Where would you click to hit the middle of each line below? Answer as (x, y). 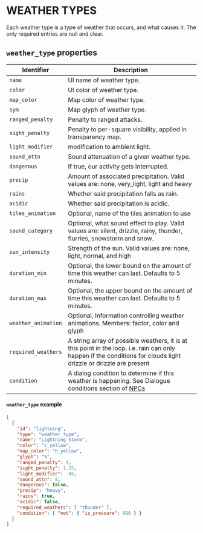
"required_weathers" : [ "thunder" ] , (65, 507)
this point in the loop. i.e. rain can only (121, 348)
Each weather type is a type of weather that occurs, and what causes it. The (101, 27)
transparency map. (95, 137)
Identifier (36, 70)
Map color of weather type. (106, 99)
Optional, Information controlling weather (126, 316)
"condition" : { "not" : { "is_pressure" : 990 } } (79, 513)
